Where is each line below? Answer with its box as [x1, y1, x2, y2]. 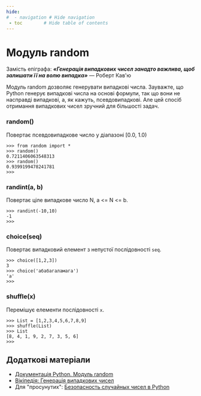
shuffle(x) [6, 292, 36, 301]
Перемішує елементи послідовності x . [6, 306, 105, 313]
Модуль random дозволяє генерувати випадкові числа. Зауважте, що [6, 83, 184, 90]
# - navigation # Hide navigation [6, 14, 95, 20]
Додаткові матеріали [6, 355, 91, 365]
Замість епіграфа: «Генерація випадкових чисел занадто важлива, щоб [6, 65, 195, 72]
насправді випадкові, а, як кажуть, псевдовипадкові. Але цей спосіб [6, 96, 182, 104]
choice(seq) [6, 232, 42, 240]
